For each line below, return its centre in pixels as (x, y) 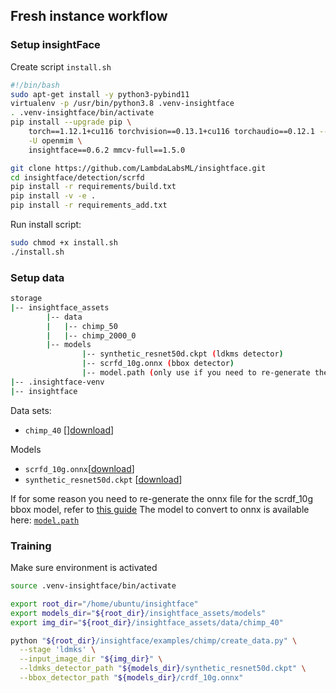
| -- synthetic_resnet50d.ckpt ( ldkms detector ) (182, 354)
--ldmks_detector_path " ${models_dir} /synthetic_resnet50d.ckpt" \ (163, 669)
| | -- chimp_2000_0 (91, 335)
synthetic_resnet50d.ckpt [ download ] (103, 479)
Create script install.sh (61, 66)
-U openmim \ (55, 140)
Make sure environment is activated (84, 568)
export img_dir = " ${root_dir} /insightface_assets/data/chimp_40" (147, 622)
